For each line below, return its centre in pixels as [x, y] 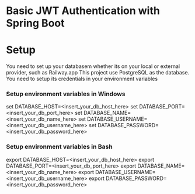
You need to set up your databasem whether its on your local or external [93, 66]
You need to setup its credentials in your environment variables [82, 79]
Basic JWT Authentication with [83, 11]
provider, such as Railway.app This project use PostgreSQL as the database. [98, 73]
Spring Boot [35, 23]
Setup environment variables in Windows [66, 94]
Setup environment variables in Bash [59, 147]
